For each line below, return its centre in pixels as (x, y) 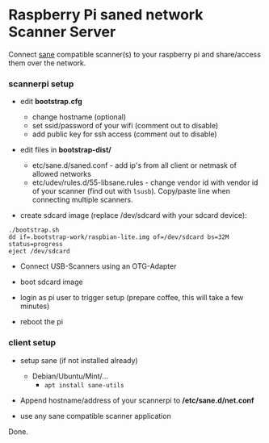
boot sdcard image (51, 282)
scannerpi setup (41, 84)
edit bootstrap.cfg (51, 102)
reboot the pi (41, 322)
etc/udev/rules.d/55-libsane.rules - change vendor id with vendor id (145, 182)
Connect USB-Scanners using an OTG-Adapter (98, 266)
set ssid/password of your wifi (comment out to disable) (125, 126)
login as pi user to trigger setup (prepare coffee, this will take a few (132, 298)
